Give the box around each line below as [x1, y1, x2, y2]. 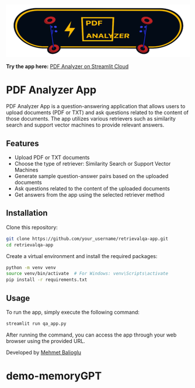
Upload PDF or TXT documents [14, 154, 90, 161]
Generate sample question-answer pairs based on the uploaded [14, 172, 169, 180]
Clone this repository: [6, 224, 58, 231]
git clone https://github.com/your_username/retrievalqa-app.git [6, 236, 168, 242]
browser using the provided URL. [6, 337, 86, 344]
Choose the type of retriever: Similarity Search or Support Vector [14, 160, 171, 167]
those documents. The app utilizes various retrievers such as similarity [6, 115, 176, 122]
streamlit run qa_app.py [6, 321, 67, 327]
